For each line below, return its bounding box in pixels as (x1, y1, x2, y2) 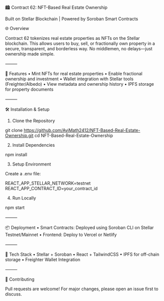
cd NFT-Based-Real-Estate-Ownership (34, 133, 113, 138)
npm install (5, 152, 27, 157)
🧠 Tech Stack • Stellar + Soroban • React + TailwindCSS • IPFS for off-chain (5, 251, 160, 257)
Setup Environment (12, 161, 52, 167)
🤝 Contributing (5, 276, 35, 282)
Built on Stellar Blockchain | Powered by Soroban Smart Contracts (5, 16, 138, 22)
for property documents (5, 86, 54, 92)
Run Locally (12, 195, 36, 201)
